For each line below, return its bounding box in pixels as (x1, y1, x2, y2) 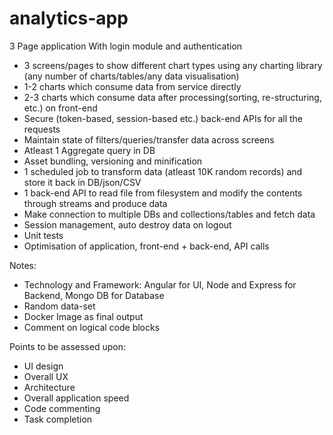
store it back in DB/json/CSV (23, 176, 142, 188)
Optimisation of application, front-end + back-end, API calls (23, 240, 270, 252)
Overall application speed (23, 392, 130, 404)
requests (23, 123, 61, 135)
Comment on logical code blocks (23, 321, 161, 333)
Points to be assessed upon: (9, 340, 126, 352)
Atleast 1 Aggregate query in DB (23, 144, 156, 156)
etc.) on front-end (23, 102, 98, 114)
